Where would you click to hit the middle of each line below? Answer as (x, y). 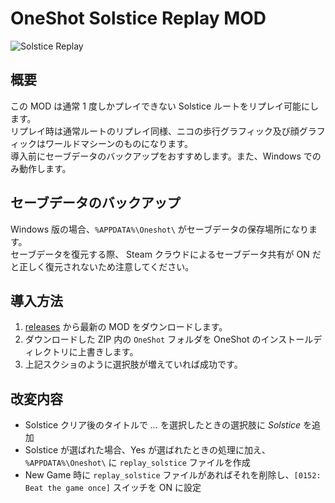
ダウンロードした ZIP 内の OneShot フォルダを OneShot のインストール (169, 339)
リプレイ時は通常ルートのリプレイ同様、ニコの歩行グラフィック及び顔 (155, 131)
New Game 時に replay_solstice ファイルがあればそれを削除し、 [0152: (173, 475)
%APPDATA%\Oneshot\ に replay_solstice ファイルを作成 (137, 463)
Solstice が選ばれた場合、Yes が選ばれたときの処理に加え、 (147, 450)
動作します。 (45, 168)
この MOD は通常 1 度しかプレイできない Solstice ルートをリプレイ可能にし (165, 106)
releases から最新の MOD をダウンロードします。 (126, 327)
